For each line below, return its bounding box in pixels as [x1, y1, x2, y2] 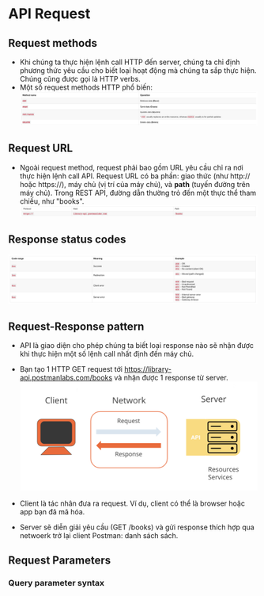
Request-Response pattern [8, 319, 145, 333]
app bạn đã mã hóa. [19, 506, 85, 516]
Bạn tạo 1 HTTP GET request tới [19, 365, 123, 374]
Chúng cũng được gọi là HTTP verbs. [19, 74, 141, 83]
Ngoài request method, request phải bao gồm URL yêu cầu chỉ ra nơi [19, 162, 243, 172]
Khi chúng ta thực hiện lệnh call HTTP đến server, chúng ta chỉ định [19, 57, 240, 67]
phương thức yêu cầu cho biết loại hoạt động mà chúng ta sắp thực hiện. [19, 66, 257, 75]
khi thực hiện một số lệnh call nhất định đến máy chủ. [19, 350, 194, 359]
